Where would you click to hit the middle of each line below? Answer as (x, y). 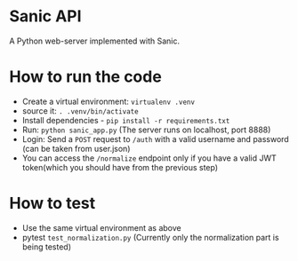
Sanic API (45, 16)
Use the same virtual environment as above (101, 227)
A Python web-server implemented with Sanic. (95, 41)
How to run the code (85, 77)
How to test (52, 204)
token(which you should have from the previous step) (120, 167)
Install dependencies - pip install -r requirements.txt (126, 120)
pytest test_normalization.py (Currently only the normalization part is (150, 237)
